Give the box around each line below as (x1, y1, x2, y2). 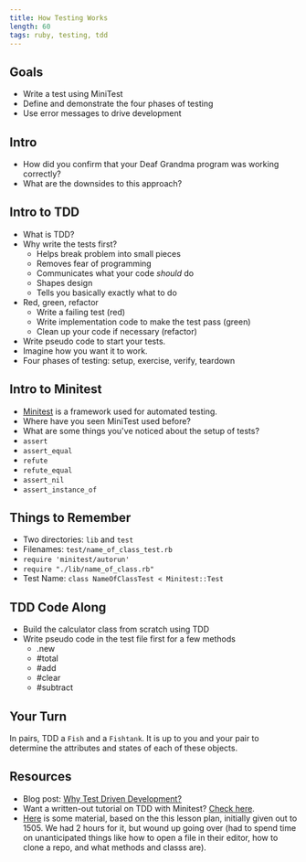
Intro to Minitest (9, 381, 102, 398)
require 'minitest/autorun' (22, 555, 130, 565)
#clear (36, 673, 61, 684)
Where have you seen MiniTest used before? (22, 415, 192, 426)
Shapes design (36, 277, 93, 288)
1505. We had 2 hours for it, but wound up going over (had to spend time (22, 822, 297, 833)
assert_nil (22, 475, 65, 484)
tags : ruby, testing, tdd (9, 30, 108, 39)
